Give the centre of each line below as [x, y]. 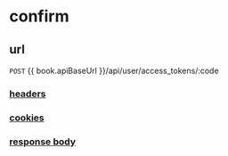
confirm [39, 16]
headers [28, 94]
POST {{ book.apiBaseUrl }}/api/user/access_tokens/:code [114, 70]
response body [43, 142]
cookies [27, 118]
